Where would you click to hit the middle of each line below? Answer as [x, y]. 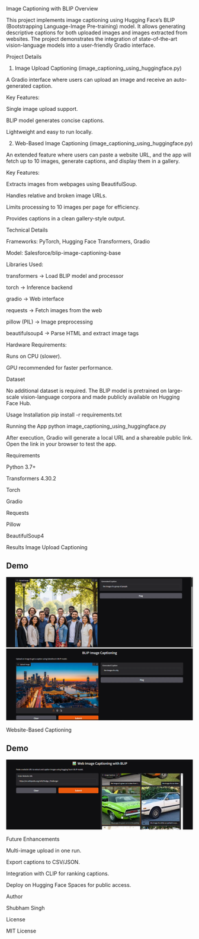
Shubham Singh [25, 908]
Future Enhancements [33, 839]
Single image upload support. [42, 109]
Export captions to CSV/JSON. [43, 862]
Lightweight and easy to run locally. [49, 132]
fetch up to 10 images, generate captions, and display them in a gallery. [93, 161]
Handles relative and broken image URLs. [57, 196]
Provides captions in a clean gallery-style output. [66, 218]
